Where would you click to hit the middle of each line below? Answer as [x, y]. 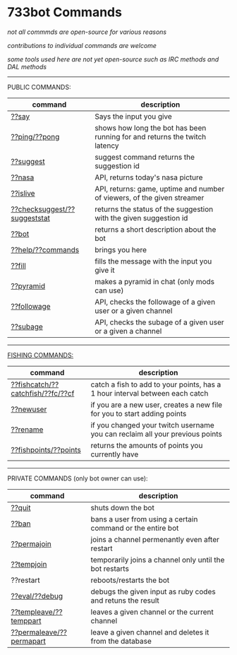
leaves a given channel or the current [152, 612]
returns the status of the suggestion [154, 209]
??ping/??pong [35, 136]
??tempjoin [29, 564]
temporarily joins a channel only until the [158, 560]
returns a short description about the [156, 229]
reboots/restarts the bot [130, 580]
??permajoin [31, 543]
